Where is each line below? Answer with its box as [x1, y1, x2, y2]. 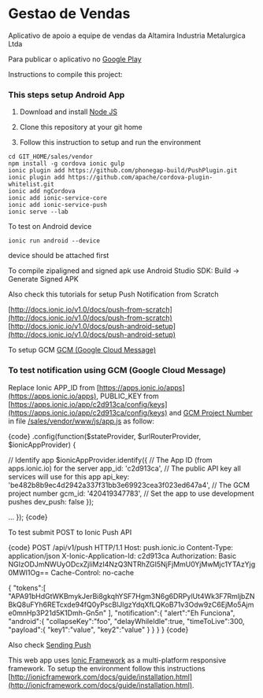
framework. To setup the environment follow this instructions [8, 663, 206, 673]
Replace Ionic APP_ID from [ [8, 382, 100, 392]
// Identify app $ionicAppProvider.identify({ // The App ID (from [8, 455, 213, 464]
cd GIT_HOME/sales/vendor [8, 153, 93, 161]
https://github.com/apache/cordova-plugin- [68, 174, 213, 182]
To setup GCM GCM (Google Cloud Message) [8, 345, 157, 355]
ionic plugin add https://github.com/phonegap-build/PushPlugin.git [8, 167, 238, 175]
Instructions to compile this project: [8, 69, 124, 79]
